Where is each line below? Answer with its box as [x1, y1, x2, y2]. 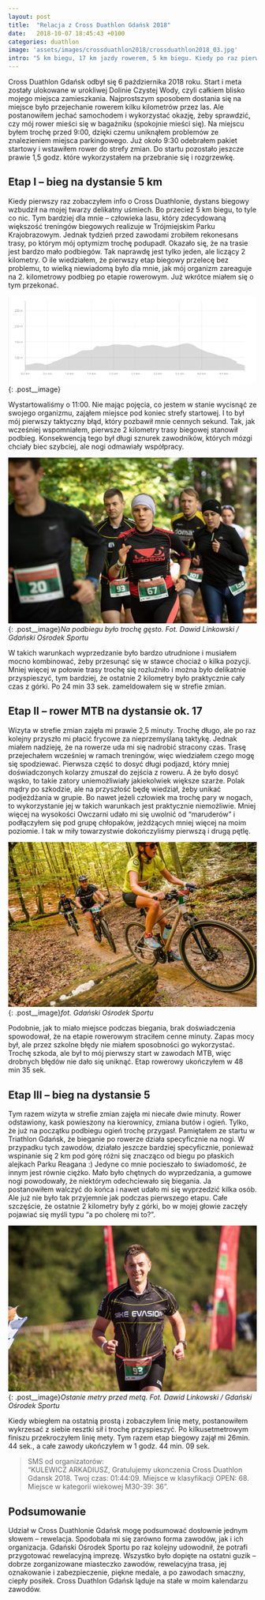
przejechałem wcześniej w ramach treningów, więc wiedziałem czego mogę [8, 750, 255, 760]
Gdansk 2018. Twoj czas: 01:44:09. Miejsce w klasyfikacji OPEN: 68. [27, 1474, 250, 1483]
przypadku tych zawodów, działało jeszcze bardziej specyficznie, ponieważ [8, 1143, 255, 1152]
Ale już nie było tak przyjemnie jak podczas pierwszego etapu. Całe [8, 1193, 228, 1203]
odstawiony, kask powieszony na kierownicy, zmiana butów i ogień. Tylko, [8, 1117, 248, 1127]
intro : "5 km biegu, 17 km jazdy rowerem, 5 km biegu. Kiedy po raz [8, 54, 238, 62]
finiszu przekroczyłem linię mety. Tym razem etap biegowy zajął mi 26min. [8, 1433, 250, 1443]
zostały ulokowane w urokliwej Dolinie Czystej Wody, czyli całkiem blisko [8, 85, 245, 95]
